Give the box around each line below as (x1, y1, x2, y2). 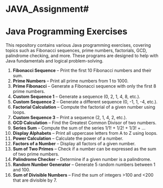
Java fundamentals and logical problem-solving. (5, 58, 104, 64)
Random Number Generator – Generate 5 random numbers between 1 (12, 161, 156, 168)
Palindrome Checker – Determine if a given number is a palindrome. (12, 157, 152, 162)
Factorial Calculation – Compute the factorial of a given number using (12, 104, 156, 110)
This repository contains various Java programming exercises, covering (5, 42, 151, 48)
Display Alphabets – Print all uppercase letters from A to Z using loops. (12, 130, 158, 136)
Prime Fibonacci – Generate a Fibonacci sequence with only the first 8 (12, 83, 157, 89)
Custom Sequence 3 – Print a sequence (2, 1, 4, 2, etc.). (12, 115, 127, 121)
